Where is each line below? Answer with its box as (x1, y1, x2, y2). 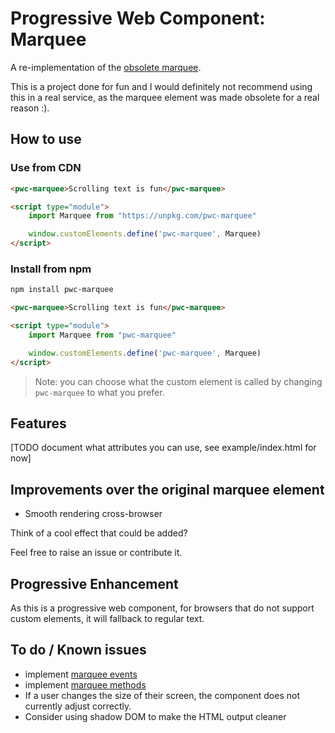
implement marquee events (24, 668, 138, 680)
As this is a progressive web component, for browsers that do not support (10, 602, 315, 614)
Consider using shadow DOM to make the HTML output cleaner (24, 710, 287, 722)
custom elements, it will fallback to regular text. (10, 612, 205, 624)
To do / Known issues (10, 642, 147, 659)
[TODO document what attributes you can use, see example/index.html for (10, 442, 317, 454)
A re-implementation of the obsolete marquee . (10, 61, 202, 73)
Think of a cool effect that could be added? (10, 527, 188, 539)
